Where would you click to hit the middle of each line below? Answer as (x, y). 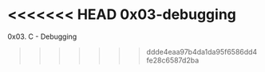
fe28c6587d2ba (173, 60)
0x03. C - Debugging (42, 36)
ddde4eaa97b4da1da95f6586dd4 (202, 51)
